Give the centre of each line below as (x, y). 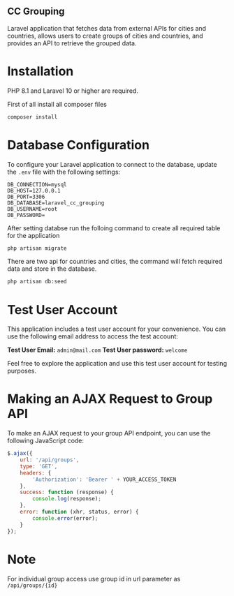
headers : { (36, 473)
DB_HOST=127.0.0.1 (34, 191)
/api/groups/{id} (32, 586)
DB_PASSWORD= (26, 215)
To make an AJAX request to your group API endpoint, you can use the (109, 433)
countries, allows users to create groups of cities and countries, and (105, 36)
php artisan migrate (37, 248)
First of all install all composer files (57, 104)
